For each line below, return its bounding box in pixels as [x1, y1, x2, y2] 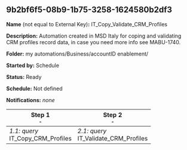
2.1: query [77, 127, 107, 135]
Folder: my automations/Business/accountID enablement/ [6, 50, 149, 57]
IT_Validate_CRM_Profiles [77, 134, 148, 142]
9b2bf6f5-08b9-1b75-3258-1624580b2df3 [6, 5, 172, 15]
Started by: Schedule [6, 62, 60, 69]
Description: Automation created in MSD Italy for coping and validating [6, 32, 182, 39]
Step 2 [103, 111, 122, 119]
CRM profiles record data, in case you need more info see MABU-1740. [6, 38, 181, 45]
